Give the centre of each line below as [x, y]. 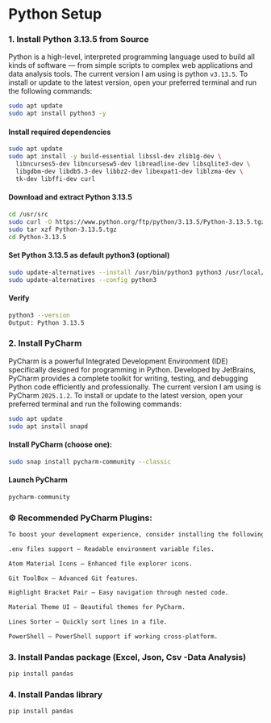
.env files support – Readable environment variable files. [112, 549]
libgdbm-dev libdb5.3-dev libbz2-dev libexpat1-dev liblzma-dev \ [129, 172]
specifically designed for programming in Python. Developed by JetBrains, [132, 369]
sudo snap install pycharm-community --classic [90, 461]
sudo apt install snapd [48, 426]
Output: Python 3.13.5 [46, 323]
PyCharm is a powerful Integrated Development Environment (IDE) [118, 361]
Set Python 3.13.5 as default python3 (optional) [89, 255]
